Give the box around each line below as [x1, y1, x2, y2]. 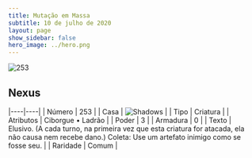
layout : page [8, 26, 52, 34]
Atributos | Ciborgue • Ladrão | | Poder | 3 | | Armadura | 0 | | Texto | [8, 115, 232, 125]
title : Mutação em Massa [8, 11, 90, 20]
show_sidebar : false [8, 33, 77, 42]
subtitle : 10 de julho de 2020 [8, 19, 112, 27]
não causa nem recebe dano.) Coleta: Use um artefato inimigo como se [8, 132, 242, 141]
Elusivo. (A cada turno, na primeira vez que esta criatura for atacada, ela [8, 124, 245, 133]
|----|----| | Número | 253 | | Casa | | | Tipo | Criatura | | [8, 106, 230, 116]
